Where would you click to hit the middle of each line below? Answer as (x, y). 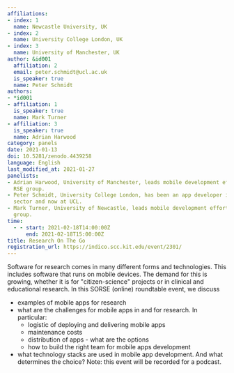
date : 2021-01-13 (32, 150)
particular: (32, 317)
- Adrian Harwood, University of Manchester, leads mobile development (113, 182)
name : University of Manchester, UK (67, 53)
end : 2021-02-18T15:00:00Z (65, 234)
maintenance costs (55, 333)
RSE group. (29, 189)
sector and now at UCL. (48, 202)
